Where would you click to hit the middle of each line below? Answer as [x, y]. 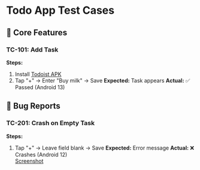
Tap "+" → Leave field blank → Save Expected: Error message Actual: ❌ [104, 148]
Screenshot [29, 161]
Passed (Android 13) [40, 87]
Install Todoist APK [38, 74]
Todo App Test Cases [60, 10]
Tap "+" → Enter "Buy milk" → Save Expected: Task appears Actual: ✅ [102, 80]
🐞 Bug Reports [34, 106]
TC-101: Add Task [32, 50]
